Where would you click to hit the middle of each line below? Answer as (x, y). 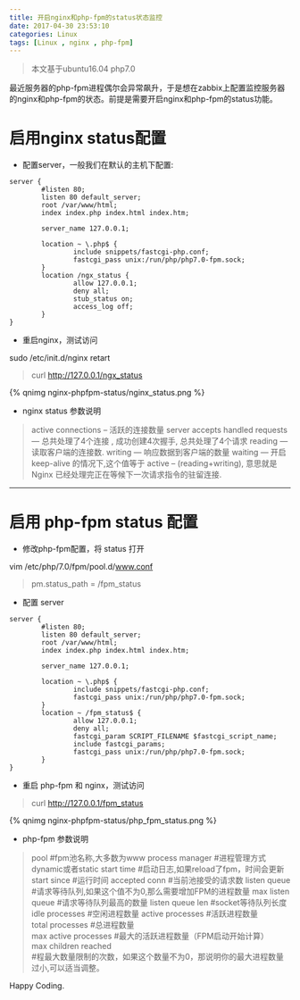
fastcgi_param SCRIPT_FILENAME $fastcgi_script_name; (175, 737)
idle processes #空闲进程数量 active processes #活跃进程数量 (145, 914)
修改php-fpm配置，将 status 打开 (83, 549)
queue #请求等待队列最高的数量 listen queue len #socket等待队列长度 (159, 903)
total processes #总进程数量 (83, 925)
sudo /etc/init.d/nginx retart (60, 358)
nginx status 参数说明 (61, 411)
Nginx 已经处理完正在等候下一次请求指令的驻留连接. (126, 475)
